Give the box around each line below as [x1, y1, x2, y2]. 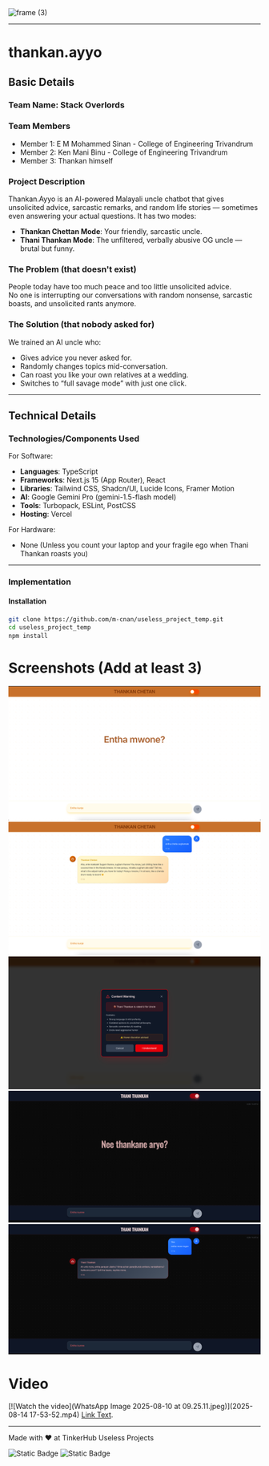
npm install [8, 632, 48, 640]
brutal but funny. [19, 244, 75, 253]
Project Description [8, 176, 86, 187]
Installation [8, 596, 46, 606]
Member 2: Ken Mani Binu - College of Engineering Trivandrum [19, 147, 228, 157]
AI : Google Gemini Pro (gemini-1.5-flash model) [19, 492, 177, 502]
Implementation [8, 576, 72, 588]
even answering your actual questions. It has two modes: [8, 212, 197, 221]
